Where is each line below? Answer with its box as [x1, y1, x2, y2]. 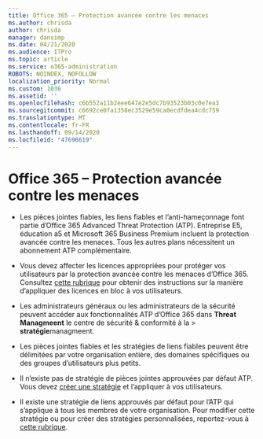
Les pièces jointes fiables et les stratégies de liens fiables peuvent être [19, 341, 249, 351]
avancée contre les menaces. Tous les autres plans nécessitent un [19, 238, 236, 247]
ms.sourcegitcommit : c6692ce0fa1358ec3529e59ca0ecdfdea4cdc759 [8, 107, 220, 115]
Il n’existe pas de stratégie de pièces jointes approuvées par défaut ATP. [19, 374, 254, 383]
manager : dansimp [8, 33, 65, 42]
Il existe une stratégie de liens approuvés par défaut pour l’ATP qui [19, 397, 234, 407]
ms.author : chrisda [8, 19, 72, 27]
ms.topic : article [8, 56, 68, 64]
